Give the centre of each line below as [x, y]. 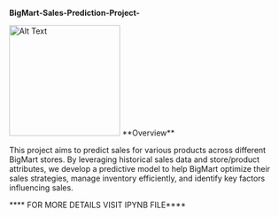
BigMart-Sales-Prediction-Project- [74, 13]
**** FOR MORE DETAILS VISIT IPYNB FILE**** [97, 205]
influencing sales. [41, 188]
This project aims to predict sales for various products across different [138, 150]
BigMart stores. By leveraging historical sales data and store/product [134, 159]
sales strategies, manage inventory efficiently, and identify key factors [137, 178]
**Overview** [148, 133]
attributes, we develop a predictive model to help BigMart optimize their [140, 169]
